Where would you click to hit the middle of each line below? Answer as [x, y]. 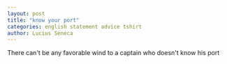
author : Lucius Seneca [40, 33]
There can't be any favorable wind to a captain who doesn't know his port [113, 53]
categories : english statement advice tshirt [74, 26]
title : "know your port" [43, 20]
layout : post [26, 14]
